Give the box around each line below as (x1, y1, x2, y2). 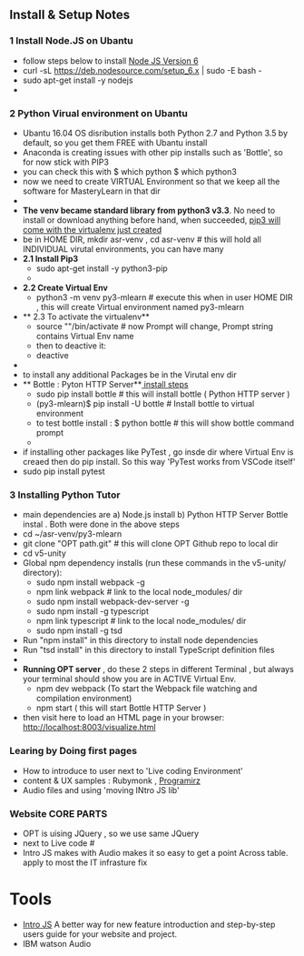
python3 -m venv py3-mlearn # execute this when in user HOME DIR (35, 291, 293, 303)
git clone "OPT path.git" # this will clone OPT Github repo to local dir (22, 538, 279, 549)
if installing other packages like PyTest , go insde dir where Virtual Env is (22, 446, 294, 458)
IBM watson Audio (22, 938, 92, 949)
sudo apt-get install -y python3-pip (35, 263, 168, 274)
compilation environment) (35, 693, 132, 704)
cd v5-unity (22, 548, 66, 559)
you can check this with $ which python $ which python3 (22, 166, 238, 176)
